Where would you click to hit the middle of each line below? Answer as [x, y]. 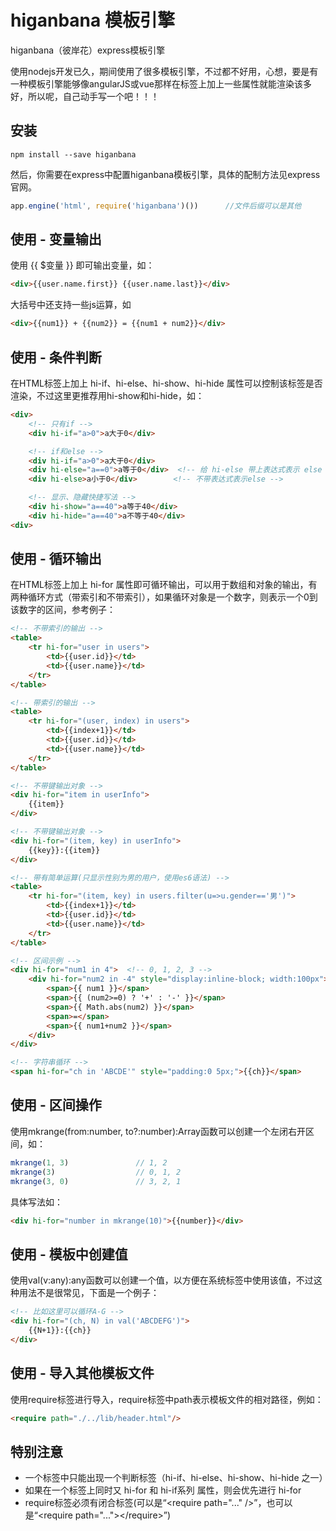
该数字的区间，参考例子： [63, 610]
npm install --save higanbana [73, 154]
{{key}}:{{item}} [64, 850]
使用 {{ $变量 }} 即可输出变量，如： [82, 265]
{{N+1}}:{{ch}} [60, 1330]
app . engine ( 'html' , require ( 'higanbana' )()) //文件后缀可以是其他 [156, 206]
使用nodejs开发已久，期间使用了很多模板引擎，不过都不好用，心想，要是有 [164, 71]
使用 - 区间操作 [56, 1105]
